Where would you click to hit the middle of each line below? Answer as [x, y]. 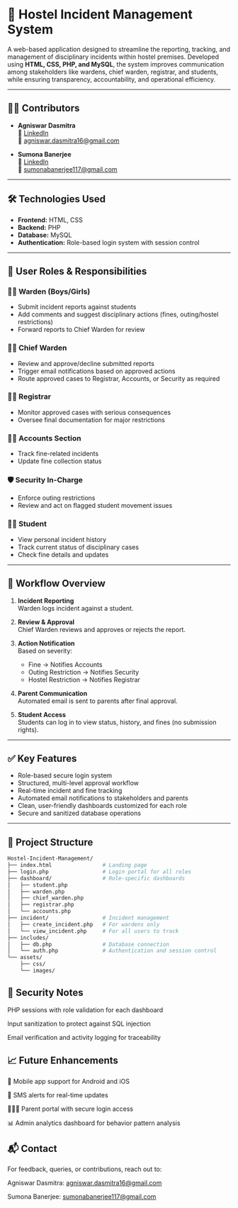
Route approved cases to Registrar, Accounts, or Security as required [119, 378]
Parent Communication [52, 693]
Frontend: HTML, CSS [50, 220]
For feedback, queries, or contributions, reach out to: [85, 1169]
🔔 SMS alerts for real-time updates [58, 1095]
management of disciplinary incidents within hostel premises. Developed [113, 57]
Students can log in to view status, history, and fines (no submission [117, 722]
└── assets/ [25, 958]
